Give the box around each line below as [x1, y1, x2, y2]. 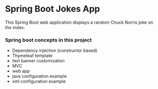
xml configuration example [12, 78, 66, 84]
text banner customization [12, 58, 65, 64]
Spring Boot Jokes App [5, 3, 100, 15]
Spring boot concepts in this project [5, 36, 92, 43]
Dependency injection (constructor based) [12, 47, 98, 54]
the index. [5, 24, 25, 30]
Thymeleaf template [12, 53, 53, 59]
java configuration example [12, 74, 67, 79]
